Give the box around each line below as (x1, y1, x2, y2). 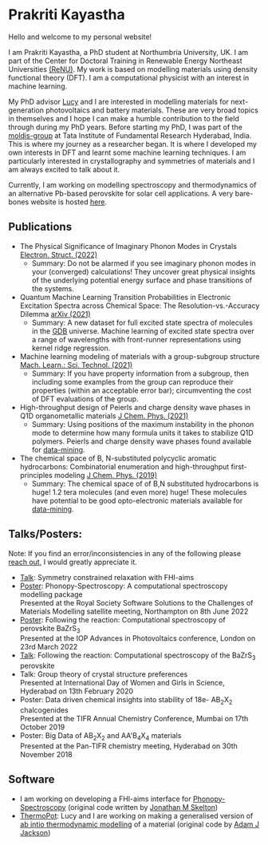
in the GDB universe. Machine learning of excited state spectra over (31, 326, 254, 336)
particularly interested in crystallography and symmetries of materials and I (8, 156, 255, 165)
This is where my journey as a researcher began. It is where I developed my (8, 139, 258, 148)
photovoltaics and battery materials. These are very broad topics (45, 105, 259, 115)
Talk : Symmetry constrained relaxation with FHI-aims (19, 572, 195, 582)
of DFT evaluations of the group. (31, 393, 139, 404)
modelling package (19, 589, 84, 599)
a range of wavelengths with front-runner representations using (31, 334, 242, 344)
